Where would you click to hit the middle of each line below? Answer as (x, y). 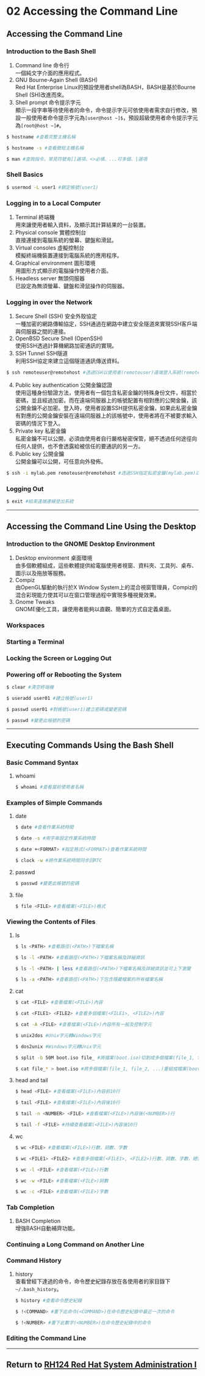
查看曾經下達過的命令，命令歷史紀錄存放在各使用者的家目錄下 (93, 1281)
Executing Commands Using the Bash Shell (90, 745)
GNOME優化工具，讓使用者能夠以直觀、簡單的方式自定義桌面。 (95, 609)
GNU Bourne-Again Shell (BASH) (56, 80)
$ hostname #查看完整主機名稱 (41, 137)
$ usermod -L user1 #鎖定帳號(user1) (52, 187)
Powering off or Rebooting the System (64, 674)
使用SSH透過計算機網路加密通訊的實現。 (66, 346)
